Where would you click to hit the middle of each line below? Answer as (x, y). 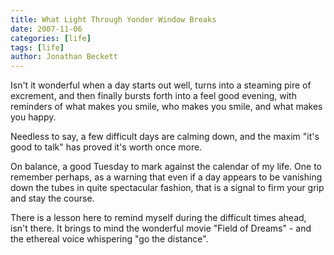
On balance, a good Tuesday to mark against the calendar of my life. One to (166, 167)
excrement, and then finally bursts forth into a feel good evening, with (153, 96)
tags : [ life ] (37, 47)
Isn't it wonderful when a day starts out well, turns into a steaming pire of (161, 85)
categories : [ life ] (51, 38)
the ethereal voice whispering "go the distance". (109, 239)
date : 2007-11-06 (46, 29)
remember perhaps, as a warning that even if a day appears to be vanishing (166, 177)
